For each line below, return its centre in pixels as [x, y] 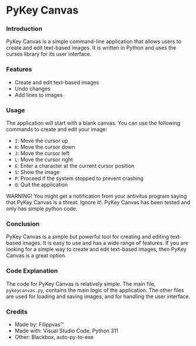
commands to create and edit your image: [57, 129]
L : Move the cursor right [44, 159]
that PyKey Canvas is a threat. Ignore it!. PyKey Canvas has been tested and [98, 203]
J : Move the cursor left [42, 154]
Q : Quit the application [41, 185]
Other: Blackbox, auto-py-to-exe [54, 337]
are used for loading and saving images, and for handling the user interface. [98, 296]
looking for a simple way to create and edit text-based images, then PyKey [96, 249]
